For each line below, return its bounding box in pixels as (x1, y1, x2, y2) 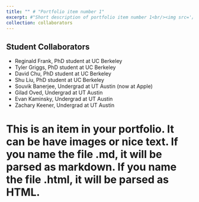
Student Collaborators (6, 42, 90, 52)
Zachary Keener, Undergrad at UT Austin (14, 102, 114, 109)
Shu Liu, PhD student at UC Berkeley (14, 77, 105, 84)
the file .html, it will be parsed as (6, 173, 169, 187)
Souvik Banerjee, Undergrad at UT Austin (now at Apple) (14, 83, 153, 90)
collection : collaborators (6, 20, 73, 26)
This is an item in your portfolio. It (6, 122, 175, 136)
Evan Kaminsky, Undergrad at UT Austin (14, 96, 113, 103)
